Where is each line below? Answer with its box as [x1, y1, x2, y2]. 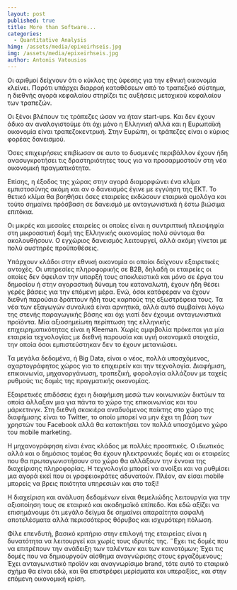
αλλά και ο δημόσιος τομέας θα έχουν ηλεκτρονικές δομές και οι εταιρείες [7, 449, 230, 458]
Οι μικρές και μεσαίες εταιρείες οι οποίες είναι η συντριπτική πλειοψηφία [7, 221, 224, 229]
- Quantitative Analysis [13, 37, 87, 44]
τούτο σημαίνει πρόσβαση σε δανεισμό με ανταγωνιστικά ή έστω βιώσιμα [7, 200, 225, 208]
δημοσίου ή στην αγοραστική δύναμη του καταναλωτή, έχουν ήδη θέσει [7, 280, 220, 288]
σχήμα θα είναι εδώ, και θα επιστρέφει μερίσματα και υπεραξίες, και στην [7, 567, 227, 575]
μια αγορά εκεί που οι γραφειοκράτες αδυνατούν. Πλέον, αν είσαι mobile [7, 472, 224, 480]
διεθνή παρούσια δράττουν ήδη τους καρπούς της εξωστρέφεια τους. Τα [7, 295, 224, 303]
